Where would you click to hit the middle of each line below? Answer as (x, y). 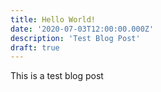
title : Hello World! (53, 19)
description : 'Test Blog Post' (75, 38)
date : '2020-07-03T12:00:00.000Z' (82, 29)
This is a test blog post (57, 76)
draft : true (35, 47)
